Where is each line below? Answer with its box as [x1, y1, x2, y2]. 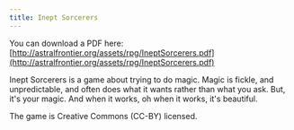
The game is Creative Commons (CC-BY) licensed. [9, 110, 198, 121]
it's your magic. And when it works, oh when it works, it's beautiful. [9, 93, 258, 104]
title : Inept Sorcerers [9, 13, 99, 22]
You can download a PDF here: [9, 38, 124, 48]
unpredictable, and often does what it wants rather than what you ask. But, [9, 83, 286, 94]
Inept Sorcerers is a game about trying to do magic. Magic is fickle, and [9, 74, 274, 85]
